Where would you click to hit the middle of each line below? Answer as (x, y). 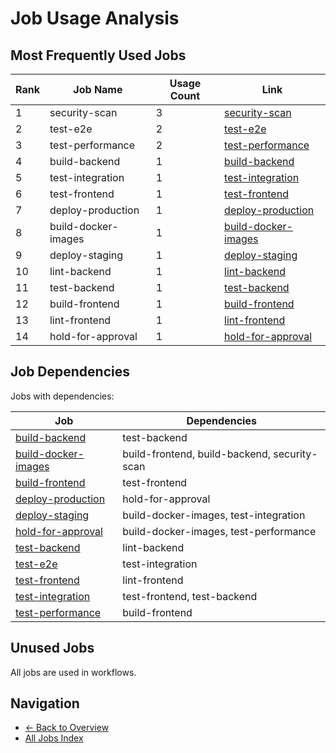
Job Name (98, 89)
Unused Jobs (52, 648)
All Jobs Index (54, 738)
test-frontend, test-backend (190, 596)
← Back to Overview (67, 728)
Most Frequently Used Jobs (98, 55)
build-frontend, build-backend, (197, 454)
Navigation (45, 703)
